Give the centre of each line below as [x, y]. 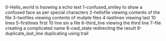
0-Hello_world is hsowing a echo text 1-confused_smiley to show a [74, 7]
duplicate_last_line [24, 33]
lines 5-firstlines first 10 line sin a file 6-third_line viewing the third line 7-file [83, 23]
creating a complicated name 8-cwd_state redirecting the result [70, 28]
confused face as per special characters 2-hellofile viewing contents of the [82, 12]
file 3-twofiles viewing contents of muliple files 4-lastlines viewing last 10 [80, 18]
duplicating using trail [66, 33]
